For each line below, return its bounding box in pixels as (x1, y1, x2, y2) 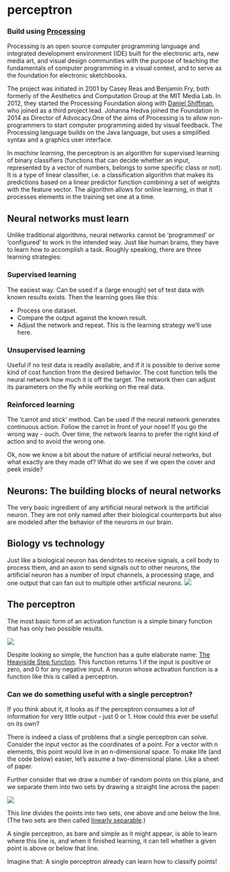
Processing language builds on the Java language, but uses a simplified (7, 128, 210, 137)
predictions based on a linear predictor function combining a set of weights (7, 178, 220, 187)
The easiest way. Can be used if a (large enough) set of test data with (7, 286, 205, 294)
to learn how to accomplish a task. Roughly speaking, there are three (7, 246, 202, 254)
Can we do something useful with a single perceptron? (7, 689, 193, 699)
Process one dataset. (16, 306, 78, 314)
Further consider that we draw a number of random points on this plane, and (7, 775, 223, 783)
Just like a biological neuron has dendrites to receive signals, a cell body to (7, 555, 220, 564)
